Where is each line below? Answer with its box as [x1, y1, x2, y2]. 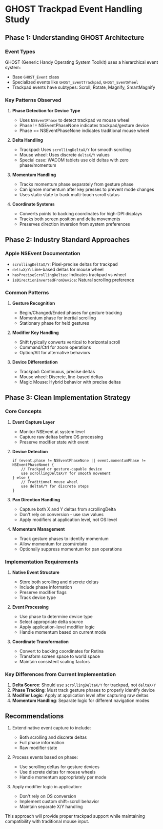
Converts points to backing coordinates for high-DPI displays [19, 211, 143, 217]
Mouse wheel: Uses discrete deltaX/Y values [19, 152, 110, 158]
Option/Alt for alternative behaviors [19, 350, 90, 356]
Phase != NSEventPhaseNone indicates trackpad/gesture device [19, 123, 149, 129]
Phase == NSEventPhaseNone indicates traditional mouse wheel [19, 128, 150, 133]
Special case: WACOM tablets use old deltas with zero [19, 157, 129, 163]
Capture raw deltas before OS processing [19, 434, 103, 440]
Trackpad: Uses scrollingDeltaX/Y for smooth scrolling [19, 147, 131, 153]
